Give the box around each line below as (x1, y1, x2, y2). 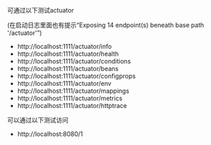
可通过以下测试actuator (7, 6, 75, 14)
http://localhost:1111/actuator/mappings (17, 86, 130, 95)
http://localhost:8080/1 (17, 130, 84, 138)
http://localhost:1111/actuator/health (17, 49, 119, 58)
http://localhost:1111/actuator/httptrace (17, 102, 127, 109)
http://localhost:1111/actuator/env (17, 79, 111, 87)
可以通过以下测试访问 (7, 116, 68, 124)
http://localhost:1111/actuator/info (17, 43, 112, 50)
